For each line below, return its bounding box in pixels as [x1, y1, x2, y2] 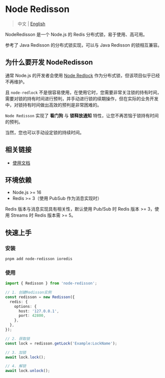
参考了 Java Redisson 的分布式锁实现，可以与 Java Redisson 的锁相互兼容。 [5, 42, 162, 48]
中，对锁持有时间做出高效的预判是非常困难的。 [5, 102, 101, 108]
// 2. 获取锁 [5, 336, 30, 341]
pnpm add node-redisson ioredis [5, 257, 72, 262]
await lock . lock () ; [5, 354, 46, 359]
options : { [14, 304, 37, 309]
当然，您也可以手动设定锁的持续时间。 [5, 129, 84, 135]
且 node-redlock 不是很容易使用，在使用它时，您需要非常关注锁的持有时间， [5, 89, 161, 95]
